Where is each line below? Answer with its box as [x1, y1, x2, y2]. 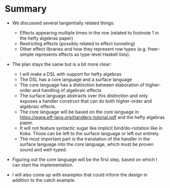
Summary [5, 3, 47, 15]
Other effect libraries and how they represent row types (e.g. [19, 46, 147, 52]
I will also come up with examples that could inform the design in [12, 171, 148, 178]
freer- [147, 46, 160, 52]
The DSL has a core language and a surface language [19, 76, 132, 82]
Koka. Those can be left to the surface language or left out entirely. [19, 130, 160, 136]
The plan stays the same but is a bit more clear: [12, 61, 112, 67]
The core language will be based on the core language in [19, 109, 139, 115]
